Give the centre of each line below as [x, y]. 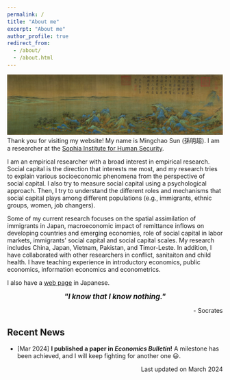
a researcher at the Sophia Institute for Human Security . [86, 149]
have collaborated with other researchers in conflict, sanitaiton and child [109, 255]
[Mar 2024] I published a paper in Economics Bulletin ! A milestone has [118, 349]
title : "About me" [33, 22]
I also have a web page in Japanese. [59, 283]
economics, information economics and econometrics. [84, 270]
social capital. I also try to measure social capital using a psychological [107, 183]
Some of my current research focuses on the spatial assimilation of [102, 218]
